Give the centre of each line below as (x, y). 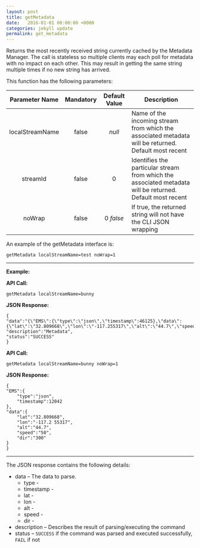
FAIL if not (27, 540)
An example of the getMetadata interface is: (60, 244)
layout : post (22, 12)
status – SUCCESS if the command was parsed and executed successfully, (104, 534)
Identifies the (150, 160)
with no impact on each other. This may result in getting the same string (94, 64)
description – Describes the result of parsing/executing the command (100, 527)
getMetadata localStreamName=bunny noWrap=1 (62, 364)
